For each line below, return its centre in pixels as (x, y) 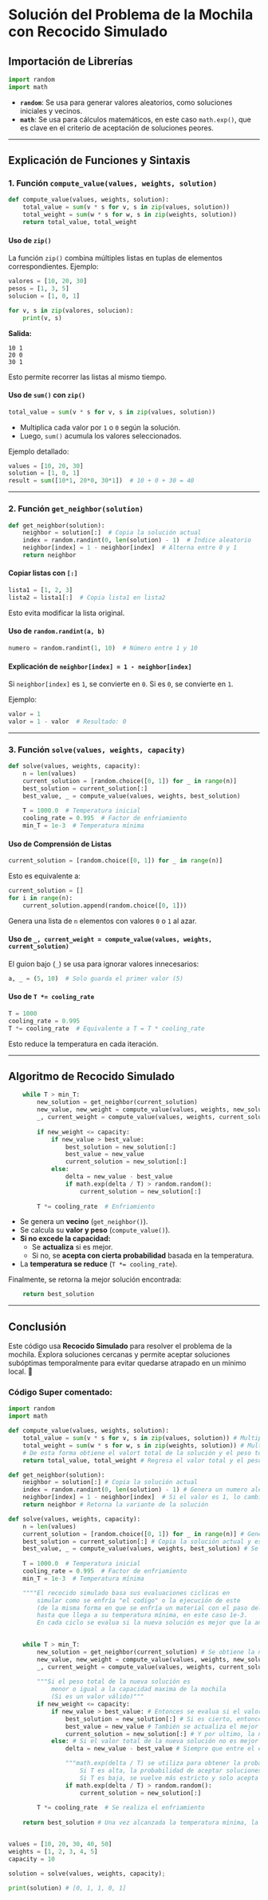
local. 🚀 (21, 1372)
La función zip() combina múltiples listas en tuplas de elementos (116, 258)
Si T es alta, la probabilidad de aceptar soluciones (171, 1771)
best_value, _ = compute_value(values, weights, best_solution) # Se (141, 1549)
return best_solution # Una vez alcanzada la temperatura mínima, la (141, 1823)
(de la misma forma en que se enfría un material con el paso (142, 1608)
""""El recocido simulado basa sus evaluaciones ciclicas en (126, 1593)
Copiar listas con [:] (43, 573)
